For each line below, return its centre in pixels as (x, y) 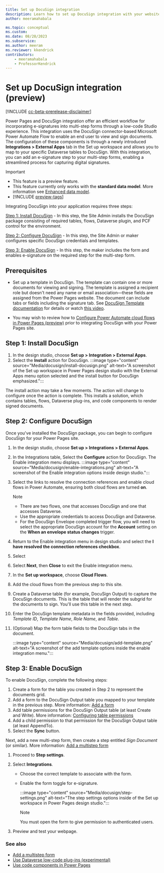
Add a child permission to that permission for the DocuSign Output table (85, 721)
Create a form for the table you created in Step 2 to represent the (78, 689)
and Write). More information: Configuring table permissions (73, 715)
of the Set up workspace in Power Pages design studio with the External (85, 370)
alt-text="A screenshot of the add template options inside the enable (81, 648)
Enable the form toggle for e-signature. (59, 783)
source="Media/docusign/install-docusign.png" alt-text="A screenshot (84, 365)
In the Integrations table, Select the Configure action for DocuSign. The (84, 457)
